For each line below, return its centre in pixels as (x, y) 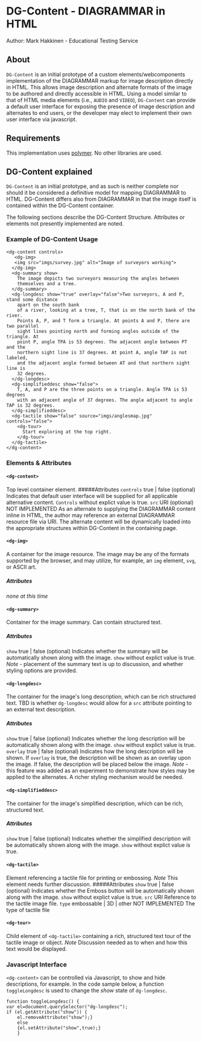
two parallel (23, 326)
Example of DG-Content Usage (52, 239)
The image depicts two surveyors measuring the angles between (98, 278)
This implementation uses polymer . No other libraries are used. (84, 153)
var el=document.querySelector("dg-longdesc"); (67, 1007)
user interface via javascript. (42, 119)
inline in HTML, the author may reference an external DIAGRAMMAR (90, 515)
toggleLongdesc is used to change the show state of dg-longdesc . (87, 991)
